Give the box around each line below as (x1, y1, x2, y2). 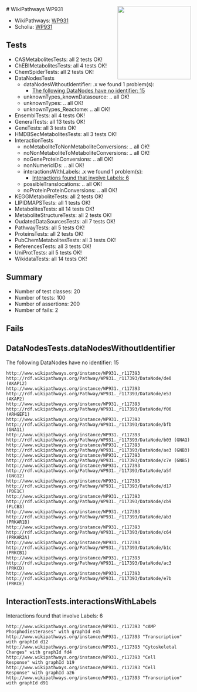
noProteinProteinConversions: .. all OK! (23, 186, 117, 194)
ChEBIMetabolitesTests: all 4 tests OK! (14, 62, 107, 69)
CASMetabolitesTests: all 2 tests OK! (14, 56, 103, 63)
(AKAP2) (6, 396, 25, 402)
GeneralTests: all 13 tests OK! (14, 118, 86, 125)
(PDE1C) (6, 488, 25, 494)
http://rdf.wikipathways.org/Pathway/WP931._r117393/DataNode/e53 (6, 391, 172, 396)
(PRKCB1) (6, 549, 28, 556)
